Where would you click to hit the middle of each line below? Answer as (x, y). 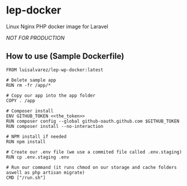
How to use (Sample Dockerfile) (65, 56)
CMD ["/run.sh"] (26, 177)
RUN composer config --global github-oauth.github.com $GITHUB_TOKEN (93, 121)
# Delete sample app (31, 80)
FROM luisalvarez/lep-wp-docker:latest (55, 70)
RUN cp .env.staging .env (38, 157)
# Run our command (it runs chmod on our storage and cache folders (91, 167)
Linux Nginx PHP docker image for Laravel (57, 26)
